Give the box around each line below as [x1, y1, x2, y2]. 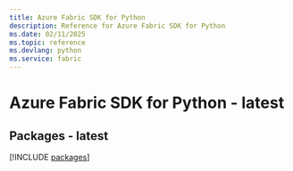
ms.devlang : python [9, 46, 82, 55]
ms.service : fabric [9, 54, 82, 63]
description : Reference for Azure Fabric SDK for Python [9, 21, 226, 30]
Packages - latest [9, 128, 109, 143]
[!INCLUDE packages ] [9, 152, 90, 162]
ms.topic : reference [9, 37, 87, 47]
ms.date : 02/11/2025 [9, 29, 87, 38]
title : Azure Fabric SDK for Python [9, 12, 146, 22]
